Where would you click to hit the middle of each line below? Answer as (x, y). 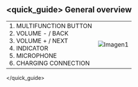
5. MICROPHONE (33, 55)
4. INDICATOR (29, 48)
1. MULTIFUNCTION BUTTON (51, 26)
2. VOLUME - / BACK (39, 33)
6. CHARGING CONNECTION (50, 63)
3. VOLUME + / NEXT (39, 41)
